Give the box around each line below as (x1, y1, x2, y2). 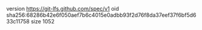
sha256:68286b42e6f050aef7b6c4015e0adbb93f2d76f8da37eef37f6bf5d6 (6, 11, 197, 19)
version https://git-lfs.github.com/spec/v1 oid (6, 5, 120, 12)
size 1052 (30, 18, 55, 25)
